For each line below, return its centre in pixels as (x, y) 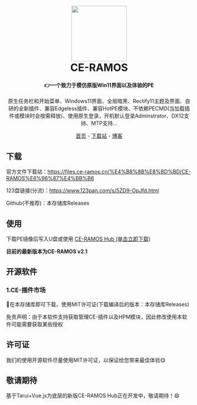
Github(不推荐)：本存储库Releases (48, 203)
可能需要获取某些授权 (37, 324)
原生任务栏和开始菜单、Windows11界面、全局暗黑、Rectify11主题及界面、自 (99, 101)
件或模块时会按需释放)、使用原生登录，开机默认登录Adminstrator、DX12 (96, 116)
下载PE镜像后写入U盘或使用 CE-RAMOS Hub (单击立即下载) (78, 239)
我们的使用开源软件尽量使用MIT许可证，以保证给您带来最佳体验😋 (86, 360)
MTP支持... (104, 124)
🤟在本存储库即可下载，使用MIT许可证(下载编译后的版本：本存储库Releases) (98, 304)
